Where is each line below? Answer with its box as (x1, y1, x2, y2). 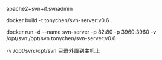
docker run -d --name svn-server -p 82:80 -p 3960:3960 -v (6, 28, 157, 35)
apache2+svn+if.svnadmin (6, 5, 73, 12)
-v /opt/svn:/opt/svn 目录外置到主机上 (6, 47, 101, 54)
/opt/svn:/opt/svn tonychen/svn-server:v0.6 (6, 35, 116, 41)
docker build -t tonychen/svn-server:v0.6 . (6, 17, 112, 23)
